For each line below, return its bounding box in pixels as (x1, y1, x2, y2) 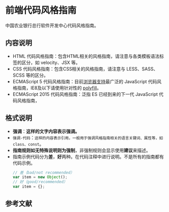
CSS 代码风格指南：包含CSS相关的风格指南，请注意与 (12, 65, 126, 72)
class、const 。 (12, 140, 44, 147)
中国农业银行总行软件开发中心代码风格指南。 (5, 22, 99, 28)
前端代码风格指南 (5, 5, 77, 16)
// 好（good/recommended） (12, 180, 67, 185)
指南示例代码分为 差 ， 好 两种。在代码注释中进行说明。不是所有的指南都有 (12, 153, 164, 160)
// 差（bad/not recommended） (12, 170, 75, 175)
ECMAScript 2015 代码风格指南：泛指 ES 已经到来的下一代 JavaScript (12, 91, 158, 97)
